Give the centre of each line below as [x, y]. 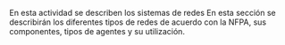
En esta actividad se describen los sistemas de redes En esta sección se [142, 13]
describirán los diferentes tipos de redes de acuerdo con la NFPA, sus [138, 22]
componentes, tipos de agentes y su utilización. [97, 31]
